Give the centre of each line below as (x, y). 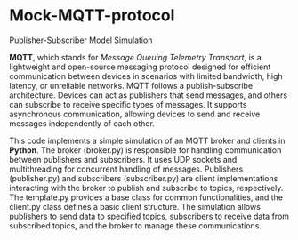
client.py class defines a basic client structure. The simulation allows (135, 206)
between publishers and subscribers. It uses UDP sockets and (123, 159)
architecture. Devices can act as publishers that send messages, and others (148, 95)
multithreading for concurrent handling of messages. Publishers (126, 169)
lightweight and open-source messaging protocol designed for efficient (140, 67)
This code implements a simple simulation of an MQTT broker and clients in (147, 140)
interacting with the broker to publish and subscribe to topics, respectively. (146, 188)
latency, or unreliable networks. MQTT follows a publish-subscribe (131, 85)
